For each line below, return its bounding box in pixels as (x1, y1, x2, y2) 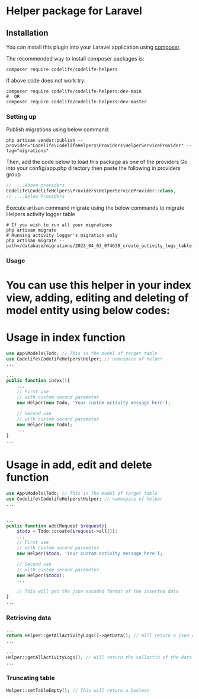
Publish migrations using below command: (6, 126, 110, 133)
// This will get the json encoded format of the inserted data (17, 589, 179, 594)
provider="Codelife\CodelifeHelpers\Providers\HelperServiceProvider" (6, 143, 184, 149)
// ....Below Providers (6, 194, 65, 200)
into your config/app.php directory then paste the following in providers (6, 165, 181, 172)
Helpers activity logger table (6, 210, 75, 217)
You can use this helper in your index (6, 279, 191, 292)
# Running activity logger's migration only (6, 232, 118, 238)
